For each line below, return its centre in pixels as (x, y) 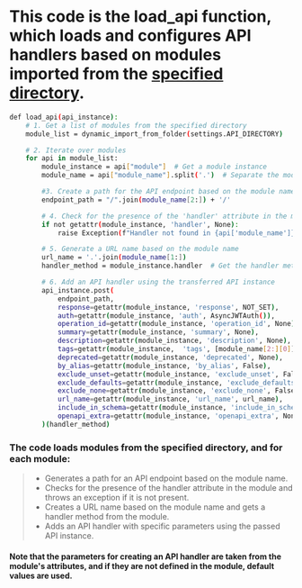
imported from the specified (116, 74)
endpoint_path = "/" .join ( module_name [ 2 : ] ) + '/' (136, 200)
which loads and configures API (130, 36)
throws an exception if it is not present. (117, 498)
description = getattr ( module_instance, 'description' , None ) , (174, 341)
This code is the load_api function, (140, 17)
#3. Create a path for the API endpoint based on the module (159, 192)
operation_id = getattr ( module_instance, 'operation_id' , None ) (176, 324)
